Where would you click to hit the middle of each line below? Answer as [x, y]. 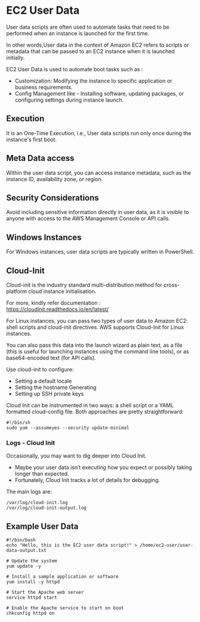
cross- [172, 285]
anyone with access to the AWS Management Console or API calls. [88, 218]
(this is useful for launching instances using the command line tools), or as [98, 351]
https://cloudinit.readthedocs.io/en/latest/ [58, 309]
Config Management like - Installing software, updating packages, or [99, 93]
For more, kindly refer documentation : [53, 303]
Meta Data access [40, 158]
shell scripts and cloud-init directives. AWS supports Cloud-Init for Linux [95, 327]
